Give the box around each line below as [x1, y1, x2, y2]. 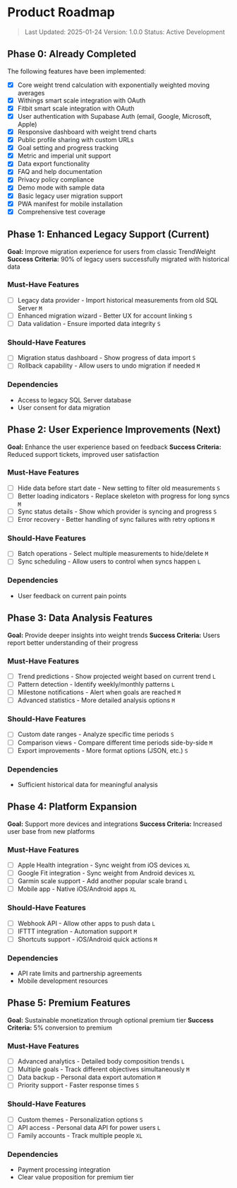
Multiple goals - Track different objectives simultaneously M [17, 1065, 190, 1073]
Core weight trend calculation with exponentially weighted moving [17, 81, 210, 89]
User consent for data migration [17, 403, 111, 412]
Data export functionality [17, 160, 90, 168]
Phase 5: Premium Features [7, 997, 131, 1009]
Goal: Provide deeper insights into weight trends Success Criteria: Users [7, 631, 221, 639]
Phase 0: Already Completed [7, 48, 136, 60]
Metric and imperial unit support [17, 151, 111, 160]
